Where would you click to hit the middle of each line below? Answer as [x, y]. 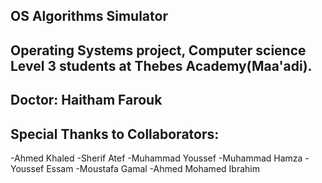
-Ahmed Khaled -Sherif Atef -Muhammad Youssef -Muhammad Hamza [156, 158]
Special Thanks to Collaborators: [115, 134]
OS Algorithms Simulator [89, 16]
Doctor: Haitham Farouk [86, 100]
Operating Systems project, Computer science [158, 50]
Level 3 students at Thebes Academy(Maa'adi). [161, 65]
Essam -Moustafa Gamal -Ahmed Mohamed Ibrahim [153, 168]
